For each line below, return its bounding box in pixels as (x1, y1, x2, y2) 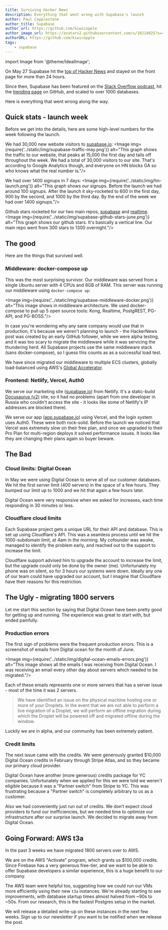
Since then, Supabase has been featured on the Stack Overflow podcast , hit (5, 83, 162, 89)
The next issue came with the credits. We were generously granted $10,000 (5, 752, 161, 758)
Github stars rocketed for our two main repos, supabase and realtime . (5, 209, 149, 215)
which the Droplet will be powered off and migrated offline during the (17, 713, 160, 719)
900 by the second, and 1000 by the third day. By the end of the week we (5, 194, 156, 200)
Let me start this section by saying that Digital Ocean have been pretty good (5, 606, 162, 613)
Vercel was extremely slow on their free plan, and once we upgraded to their (5, 425, 163, 431)
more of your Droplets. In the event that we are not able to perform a (17, 702, 158, 708)
